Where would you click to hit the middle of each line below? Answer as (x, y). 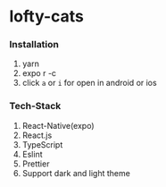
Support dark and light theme (76, 173)
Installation (34, 45)
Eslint (32, 154)
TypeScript (42, 144)
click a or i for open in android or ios (90, 83)
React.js (37, 135)
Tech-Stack (35, 106)
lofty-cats (47, 17)
